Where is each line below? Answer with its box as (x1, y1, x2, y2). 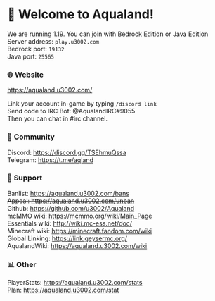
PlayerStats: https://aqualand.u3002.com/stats (7, 278, 143, 287)
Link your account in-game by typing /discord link (7, 99, 157, 108)
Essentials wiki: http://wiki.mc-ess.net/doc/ (7, 219, 132, 228)
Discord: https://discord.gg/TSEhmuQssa (7, 148, 126, 156)
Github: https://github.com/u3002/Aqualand (7, 204, 135, 212)
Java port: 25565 (7, 52, 55, 61)
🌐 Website (7, 70, 44, 80)
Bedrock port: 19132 (7, 44, 65, 53)
